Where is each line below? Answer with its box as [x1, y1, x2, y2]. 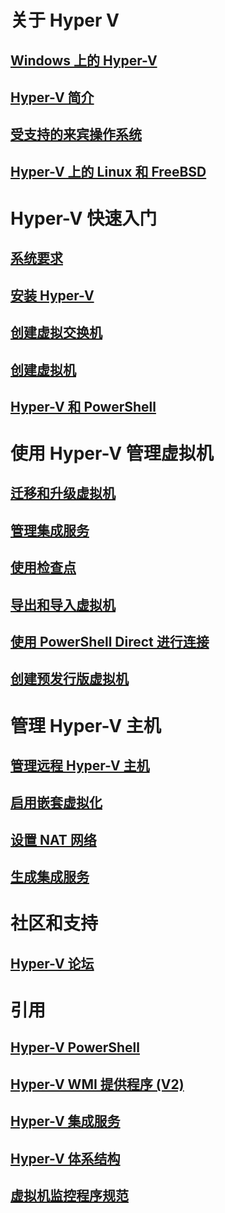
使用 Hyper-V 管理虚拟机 [10, 442, 214, 465]
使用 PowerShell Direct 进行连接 [10, 634, 210, 651]
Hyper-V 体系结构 [10, 1150, 121, 1167]
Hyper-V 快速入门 [10, 207, 158, 230]
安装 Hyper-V [10, 287, 95, 304]
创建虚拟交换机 [10, 324, 103, 341]
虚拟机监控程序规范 [10, 1187, 129, 1204]
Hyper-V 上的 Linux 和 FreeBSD [10, 163, 207, 180]
